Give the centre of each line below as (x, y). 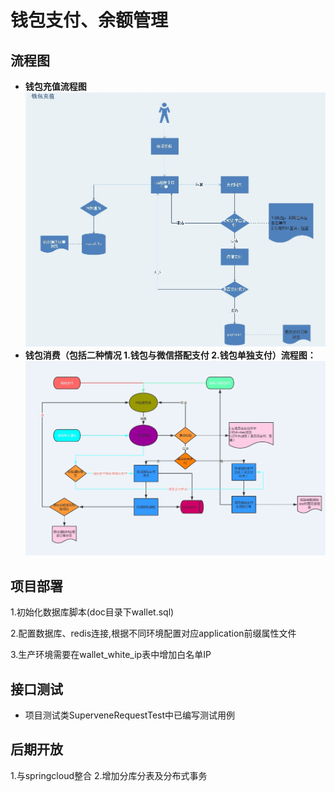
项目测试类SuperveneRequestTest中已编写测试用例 (130, 715)
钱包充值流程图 (55, 86)
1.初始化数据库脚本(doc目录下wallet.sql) (92, 612)
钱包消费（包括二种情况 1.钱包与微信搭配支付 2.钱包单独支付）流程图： (170, 355)
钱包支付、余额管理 (89, 20)
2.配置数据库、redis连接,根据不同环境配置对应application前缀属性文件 (153, 633)
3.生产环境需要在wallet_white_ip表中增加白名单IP (111, 655)
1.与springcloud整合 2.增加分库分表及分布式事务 (109, 775)
